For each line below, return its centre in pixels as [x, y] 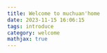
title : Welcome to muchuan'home [53, 13]
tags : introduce [30, 26]
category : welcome [33, 33]
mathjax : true [28, 39]
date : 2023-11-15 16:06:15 [46, 20]
